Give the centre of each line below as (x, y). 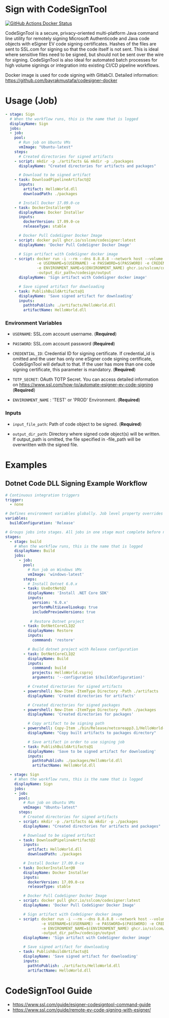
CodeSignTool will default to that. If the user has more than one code (84, 364)
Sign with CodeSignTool (56, 9)
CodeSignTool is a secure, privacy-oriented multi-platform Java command (82, 33)
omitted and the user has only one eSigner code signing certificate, (82, 359)
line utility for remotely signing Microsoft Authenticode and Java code (77, 38)
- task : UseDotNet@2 (45, 589)
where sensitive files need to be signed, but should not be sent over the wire (84, 55)
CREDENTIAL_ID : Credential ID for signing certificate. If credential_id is (83, 353)
